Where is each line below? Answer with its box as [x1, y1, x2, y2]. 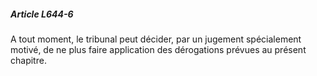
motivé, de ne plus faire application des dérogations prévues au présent [10, 43, 307, 55]
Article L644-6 [10, 8, 74, 20]
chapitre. [10, 54, 47, 66]
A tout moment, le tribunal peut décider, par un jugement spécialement [10, 33, 302, 45]
